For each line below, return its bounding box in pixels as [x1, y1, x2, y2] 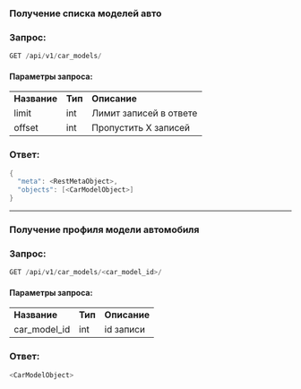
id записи [104, 324, 146, 336]
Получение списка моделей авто [9, 7, 162, 20]
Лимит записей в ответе [91, 107, 198, 119]
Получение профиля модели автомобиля [9, 223, 200, 236]
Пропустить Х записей [91, 122, 191, 134]
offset [13, 122, 39, 134]
